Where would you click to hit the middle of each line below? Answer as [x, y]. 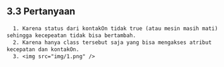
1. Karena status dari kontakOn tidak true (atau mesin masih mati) [116, 28]
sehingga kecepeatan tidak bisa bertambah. [71, 35]
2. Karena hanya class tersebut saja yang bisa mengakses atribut [112, 42]
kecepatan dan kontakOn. [43, 49]
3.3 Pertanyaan [41, 12]
